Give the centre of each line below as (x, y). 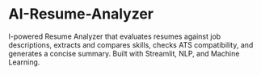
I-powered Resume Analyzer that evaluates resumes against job (115, 36)
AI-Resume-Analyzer (81, 14)
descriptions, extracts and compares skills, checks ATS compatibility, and (131, 44)
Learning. (24, 62)
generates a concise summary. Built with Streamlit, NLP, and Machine (124, 53)
